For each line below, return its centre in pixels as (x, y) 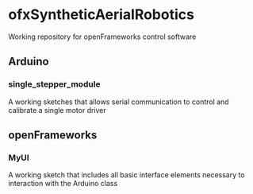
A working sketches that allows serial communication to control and (119, 102)
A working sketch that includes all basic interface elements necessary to (126, 175)
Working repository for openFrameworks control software (102, 37)
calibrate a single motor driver (57, 110)
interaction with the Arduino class (63, 184)
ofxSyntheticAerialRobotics (101, 15)
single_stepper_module (54, 84)
